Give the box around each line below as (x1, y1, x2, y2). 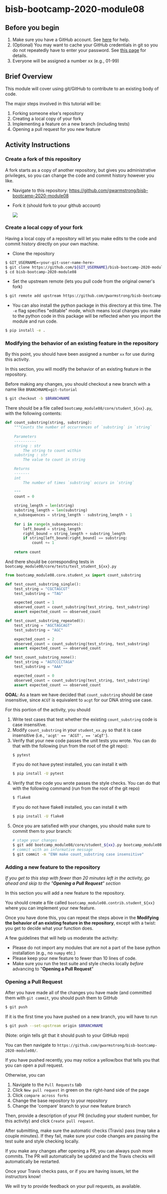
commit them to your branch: (12, 828, 72, 834)
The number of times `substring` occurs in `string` (23, 480, 135, 485)
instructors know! (5, 1173, 41, 1180)
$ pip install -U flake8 (12, 814, 64, 819)
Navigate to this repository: (12, 187, 68, 193)
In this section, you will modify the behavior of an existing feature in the (5, 366, 152, 372)
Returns (14, 466, 30, 472)
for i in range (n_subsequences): (14, 522, 83, 527)
